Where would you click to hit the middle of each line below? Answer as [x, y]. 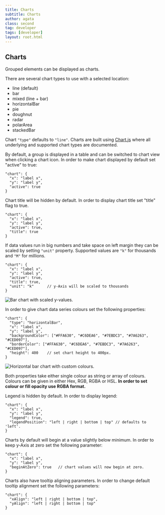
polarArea [22, 125]
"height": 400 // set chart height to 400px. [60, 353]
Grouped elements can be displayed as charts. [52, 69]
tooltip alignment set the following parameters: [52, 485]
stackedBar [24, 130]
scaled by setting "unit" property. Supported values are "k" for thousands [81, 250]
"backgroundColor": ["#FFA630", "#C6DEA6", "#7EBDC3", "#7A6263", [79, 336]
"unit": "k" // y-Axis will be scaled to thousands [69, 286]
